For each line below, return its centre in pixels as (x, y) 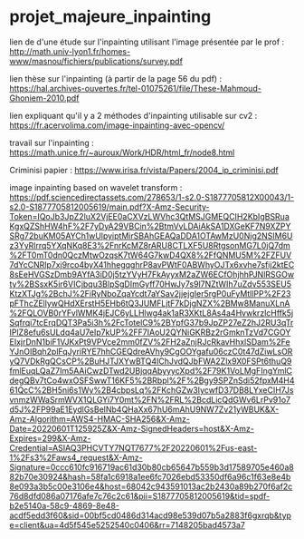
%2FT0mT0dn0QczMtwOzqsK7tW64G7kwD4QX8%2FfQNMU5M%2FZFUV (151, 255)
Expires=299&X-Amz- (50, 438)
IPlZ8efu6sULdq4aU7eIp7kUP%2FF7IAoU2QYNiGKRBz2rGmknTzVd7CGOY (150, 332)
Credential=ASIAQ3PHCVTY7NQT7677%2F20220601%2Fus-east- (133, 447)
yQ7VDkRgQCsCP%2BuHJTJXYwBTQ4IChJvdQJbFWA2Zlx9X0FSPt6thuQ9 (151, 361)
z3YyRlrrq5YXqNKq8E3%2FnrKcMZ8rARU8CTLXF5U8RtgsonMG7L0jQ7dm (150, 245)
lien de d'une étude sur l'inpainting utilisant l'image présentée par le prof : (147, 42)
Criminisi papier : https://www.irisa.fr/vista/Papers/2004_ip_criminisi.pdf (144, 170)
